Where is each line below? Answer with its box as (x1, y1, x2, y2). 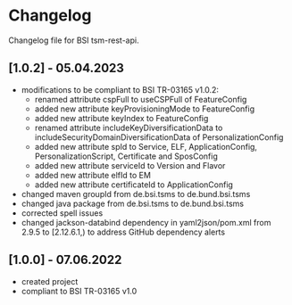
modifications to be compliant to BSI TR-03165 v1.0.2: (21, 84, 220, 95)
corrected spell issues (21, 207, 104, 218)
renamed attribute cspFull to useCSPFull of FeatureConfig (34, 94, 247, 104)
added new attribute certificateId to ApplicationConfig (34, 179, 234, 190)
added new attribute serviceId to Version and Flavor (34, 160, 226, 170)
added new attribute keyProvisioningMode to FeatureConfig (34, 103, 255, 114)
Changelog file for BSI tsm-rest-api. (8, 35, 139, 45)
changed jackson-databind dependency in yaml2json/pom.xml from (21, 217, 271, 227)
